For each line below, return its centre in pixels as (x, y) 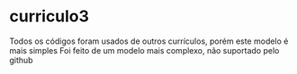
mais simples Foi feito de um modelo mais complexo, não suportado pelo (144, 50)
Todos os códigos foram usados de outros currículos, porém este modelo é (149, 41)
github (21, 60)
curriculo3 (49, 16)
